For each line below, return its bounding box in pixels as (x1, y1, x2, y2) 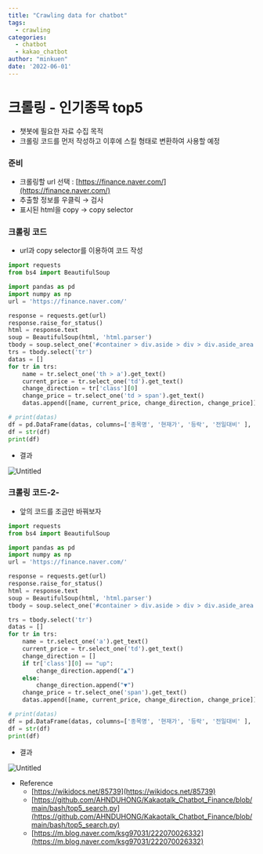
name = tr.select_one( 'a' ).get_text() (22, 637, 149, 646)
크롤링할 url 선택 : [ (19, 177, 79, 186)
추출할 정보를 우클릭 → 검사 (19, 195, 104, 204)
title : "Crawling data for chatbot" (8, 11, 128, 20)
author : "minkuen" (8, 56, 68, 64)
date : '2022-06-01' (8, 63, 72, 71)
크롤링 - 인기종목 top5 (8, 99, 143, 116)
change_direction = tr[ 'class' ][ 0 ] (22, 385, 139, 392)
